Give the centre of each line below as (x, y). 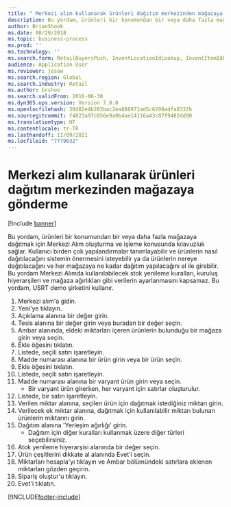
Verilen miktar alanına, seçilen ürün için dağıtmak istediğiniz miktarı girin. (120, 403)
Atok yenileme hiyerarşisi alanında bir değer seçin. (89, 447)
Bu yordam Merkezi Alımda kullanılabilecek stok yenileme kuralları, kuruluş (113, 273)
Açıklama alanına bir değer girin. (63, 316)
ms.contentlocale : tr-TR (43, 128)
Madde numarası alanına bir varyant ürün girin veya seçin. (100, 381)
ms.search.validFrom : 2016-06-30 (56, 97)
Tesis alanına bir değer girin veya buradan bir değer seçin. (100, 323)
